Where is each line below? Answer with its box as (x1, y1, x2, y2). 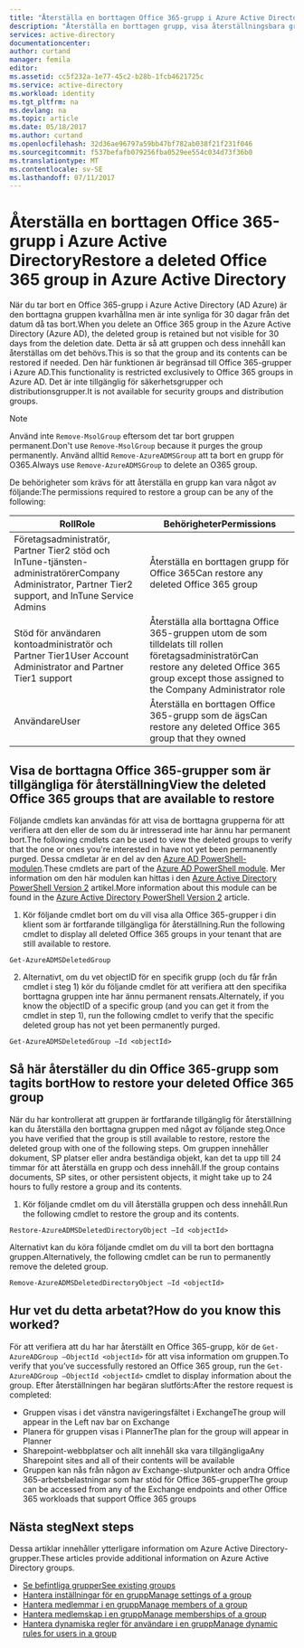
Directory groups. (9, 1562, 75, 1574)
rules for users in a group (22, 1628, 118, 1639)
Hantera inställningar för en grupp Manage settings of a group (22, 1589, 252, 1601)
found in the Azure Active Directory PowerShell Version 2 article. (9, 892, 251, 903)
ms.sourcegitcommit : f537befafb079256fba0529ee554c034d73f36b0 (9, 147, 253, 156)
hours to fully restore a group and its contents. (9, 1181, 183, 1192)
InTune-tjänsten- (14, 555, 89, 568)
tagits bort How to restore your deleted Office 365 (9, 1075, 294, 1091)
